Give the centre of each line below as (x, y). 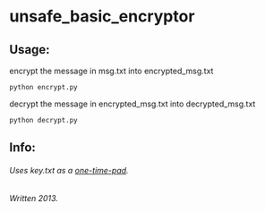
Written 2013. (34, 198)
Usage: (30, 50)
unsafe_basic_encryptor (102, 17)
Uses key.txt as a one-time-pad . (69, 170)
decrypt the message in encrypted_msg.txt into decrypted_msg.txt (132, 104)
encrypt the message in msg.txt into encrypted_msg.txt (111, 71)
